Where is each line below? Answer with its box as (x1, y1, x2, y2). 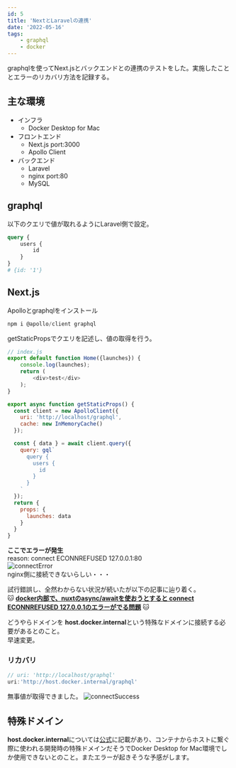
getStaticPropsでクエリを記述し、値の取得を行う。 (7, 334, 156, 342)
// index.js (7, 348, 43, 355)
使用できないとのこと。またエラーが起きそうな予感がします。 (13, 753, 193, 762)
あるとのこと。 (19, 627, 64, 636)
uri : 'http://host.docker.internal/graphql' (7, 678, 138, 686)
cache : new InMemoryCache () (20, 421, 103, 428)
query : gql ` (20, 446, 55, 453)
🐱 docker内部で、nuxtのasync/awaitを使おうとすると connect (7, 594, 195, 602)
